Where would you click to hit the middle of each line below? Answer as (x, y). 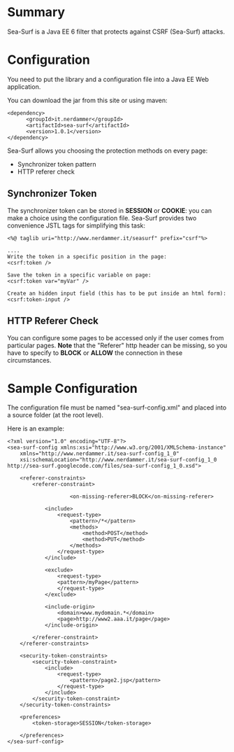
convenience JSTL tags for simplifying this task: (76, 225)
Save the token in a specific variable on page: (79, 275)
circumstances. (29, 360)
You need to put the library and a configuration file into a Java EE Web (108, 79)
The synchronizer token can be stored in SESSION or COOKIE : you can (110, 210)
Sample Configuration (72, 388)
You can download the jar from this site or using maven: (87, 100)
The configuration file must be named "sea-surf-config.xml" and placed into (117, 408)
